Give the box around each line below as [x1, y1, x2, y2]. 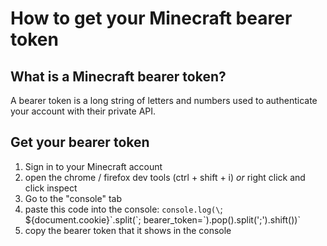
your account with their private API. [10, 105, 157, 117]
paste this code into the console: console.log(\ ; [24, 203, 223, 215]
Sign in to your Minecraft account [24, 160, 163, 172]
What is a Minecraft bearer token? [10, 68, 227, 85]
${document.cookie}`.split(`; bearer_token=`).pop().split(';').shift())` [24, 213, 301, 226]
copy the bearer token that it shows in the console [24, 224, 232, 236]
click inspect [24, 182, 78, 194]
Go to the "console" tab [24, 192, 122, 204]
